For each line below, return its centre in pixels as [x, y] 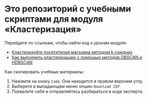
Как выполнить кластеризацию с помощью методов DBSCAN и [77, 57]
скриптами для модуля [54, 19]
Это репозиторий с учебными [68, 9]
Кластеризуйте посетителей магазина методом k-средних [72, 52]
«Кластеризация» [43, 29]
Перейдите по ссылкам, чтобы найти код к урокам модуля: [66, 42]
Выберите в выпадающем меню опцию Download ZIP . [66, 86]
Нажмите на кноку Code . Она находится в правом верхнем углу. [77, 81]
